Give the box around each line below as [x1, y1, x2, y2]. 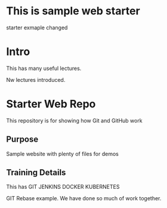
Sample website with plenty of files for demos [6, 150, 119, 157]
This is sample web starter [6, 4, 140, 18]
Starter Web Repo [6, 97, 96, 111]
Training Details [6, 167, 66, 178]
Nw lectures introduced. [6, 76, 66, 83]
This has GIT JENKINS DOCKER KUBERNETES [6, 183, 120, 191]
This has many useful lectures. [6, 65, 82, 72]
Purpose [6, 134, 39, 145]
